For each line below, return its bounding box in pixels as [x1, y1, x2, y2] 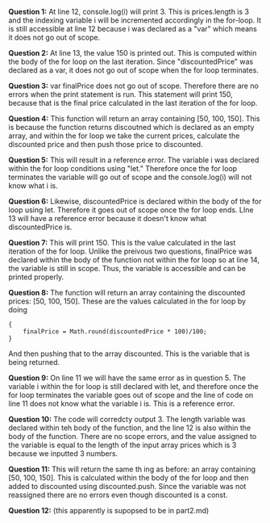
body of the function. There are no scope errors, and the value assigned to [8, 432, 257, 441]
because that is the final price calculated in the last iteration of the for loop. [8, 98, 258, 107]
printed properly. [8, 272, 64, 282]
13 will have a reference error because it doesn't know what [8, 214, 207, 223]
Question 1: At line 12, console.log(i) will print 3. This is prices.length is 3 [8, 7, 250, 16]
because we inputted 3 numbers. [8, 449, 118, 458]
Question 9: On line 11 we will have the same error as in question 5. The [8, 373, 246, 383]
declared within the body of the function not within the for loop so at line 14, [8, 255, 260, 265]
